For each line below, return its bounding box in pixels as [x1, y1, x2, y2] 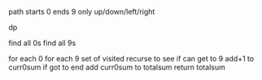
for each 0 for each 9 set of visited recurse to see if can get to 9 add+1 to [8, 54, 255, 63]
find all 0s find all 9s [8, 38, 76, 48]
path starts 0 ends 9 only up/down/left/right [8, 7, 155, 16]
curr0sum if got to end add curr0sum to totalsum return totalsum [8, 62, 225, 72]
